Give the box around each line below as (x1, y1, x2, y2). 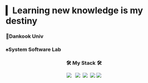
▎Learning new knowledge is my (5, 5, 144, 16)
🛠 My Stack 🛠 (66, 59, 102, 66)
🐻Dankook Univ (5, 33, 44, 40)
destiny (5, 15, 38, 27)
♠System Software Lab (5, 46, 62, 53)
